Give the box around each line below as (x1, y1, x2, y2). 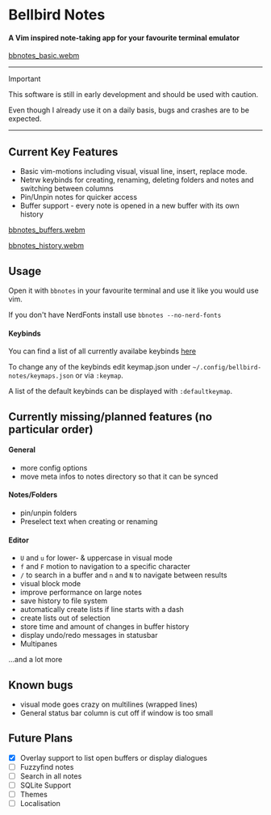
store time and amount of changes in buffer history (19, 622, 190, 631)
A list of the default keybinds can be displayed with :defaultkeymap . (8, 386, 233, 396)
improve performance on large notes (19, 588, 143, 598)
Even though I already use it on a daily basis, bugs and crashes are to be (8, 105, 250, 115)
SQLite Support (19, 780, 72, 790)
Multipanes (19, 639, 58, 648)
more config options (19, 462, 88, 472)
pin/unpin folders (19, 508, 77, 518)
